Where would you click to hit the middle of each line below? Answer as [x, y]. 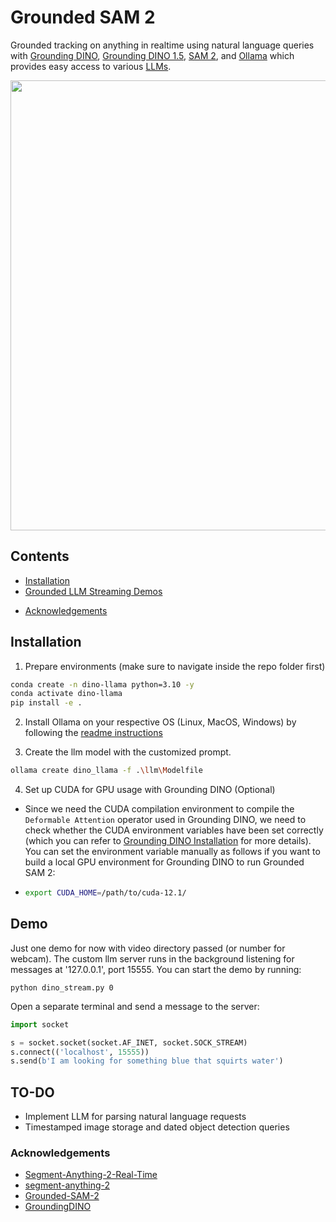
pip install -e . [46, 703]
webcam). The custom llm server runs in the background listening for [152, 958]
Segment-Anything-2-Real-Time [91, 1175]
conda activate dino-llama [66, 694]
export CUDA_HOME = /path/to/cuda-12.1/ [105, 893]
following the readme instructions [93, 733]
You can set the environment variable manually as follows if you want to [172, 852]
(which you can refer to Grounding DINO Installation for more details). [168, 841]
